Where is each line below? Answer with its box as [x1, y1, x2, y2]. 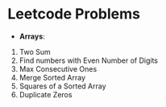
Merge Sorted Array [19, 72, 86, 82]
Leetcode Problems [7, 5, 140, 23]
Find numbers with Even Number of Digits [19, 56, 159, 65]
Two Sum [19, 47, 52, 56]
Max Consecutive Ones [19, 64, 98, 73]
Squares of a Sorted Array [19, 81, 106, 91]
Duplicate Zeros [19, 89, 73, 99]
